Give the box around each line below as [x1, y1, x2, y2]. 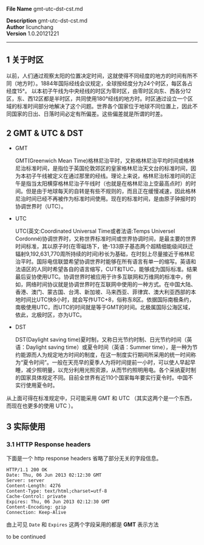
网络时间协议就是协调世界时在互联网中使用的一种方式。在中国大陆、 [25, 280, 196, 288]
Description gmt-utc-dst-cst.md [6, 17, 88, 24]
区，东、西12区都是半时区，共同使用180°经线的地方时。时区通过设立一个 [6, 94, 188, 102]
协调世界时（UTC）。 [15, 202, 67, 209]
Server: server [6, 477, 45, 483]
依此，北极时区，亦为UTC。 [15, 311, 86, 318]
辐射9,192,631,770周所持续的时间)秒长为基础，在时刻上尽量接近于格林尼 [15, 250, 195, 258]
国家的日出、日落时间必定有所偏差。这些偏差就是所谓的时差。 [11, 110, 166, 118]
